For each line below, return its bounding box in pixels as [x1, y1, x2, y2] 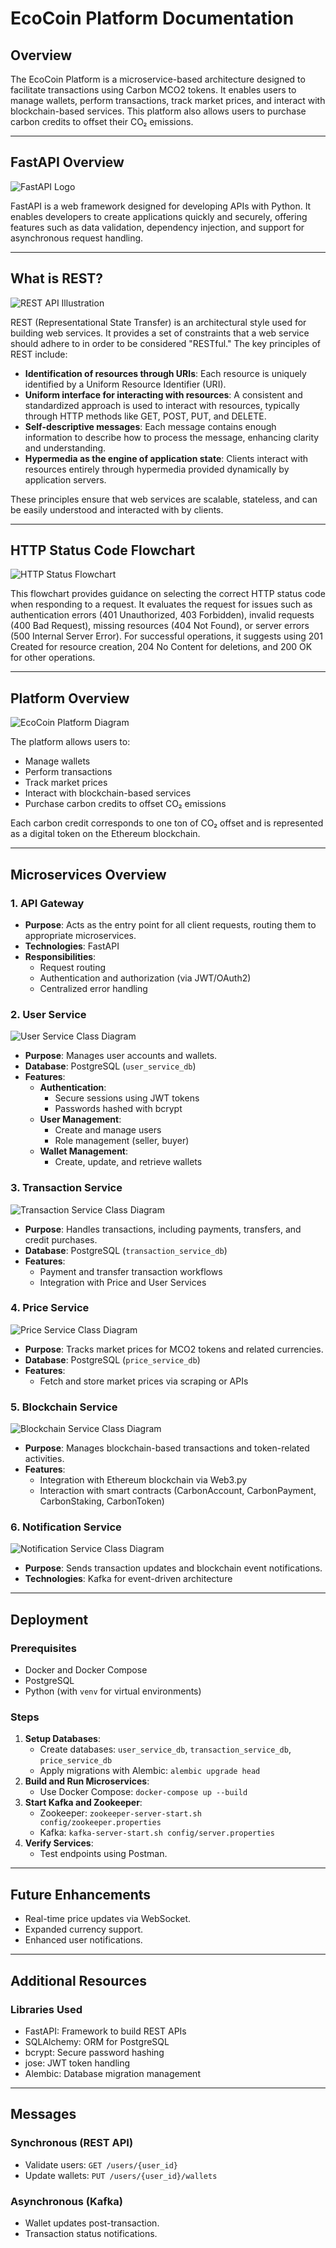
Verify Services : [24, 1837, 94, 1849]
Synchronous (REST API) [10, 2136, 134, 2150]
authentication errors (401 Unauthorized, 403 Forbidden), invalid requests [10, 609, 315, 621]
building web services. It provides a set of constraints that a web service [10, 327, 310, 339]
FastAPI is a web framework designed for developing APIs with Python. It [10, 200, 312, 212]
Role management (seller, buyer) [54, 1135, 190, 1147]
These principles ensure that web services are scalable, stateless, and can [10, 493, 318, 505]
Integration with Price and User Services [39, 1276, 207, 1288]
